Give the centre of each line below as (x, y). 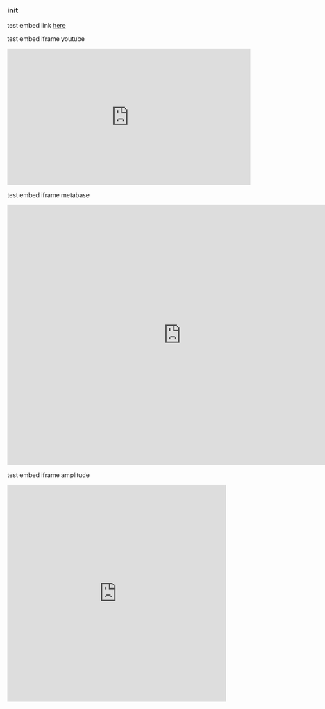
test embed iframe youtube (46, 39)
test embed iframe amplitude (49, 475)
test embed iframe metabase (49, 195)
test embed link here (36, 26)
